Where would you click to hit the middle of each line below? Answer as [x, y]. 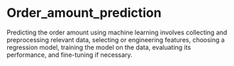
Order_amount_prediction [84, 13]
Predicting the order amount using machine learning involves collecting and [117, 32]
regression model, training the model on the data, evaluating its [99, 47]
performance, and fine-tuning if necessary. [69, 55]
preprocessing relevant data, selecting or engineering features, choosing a [116, 39]
